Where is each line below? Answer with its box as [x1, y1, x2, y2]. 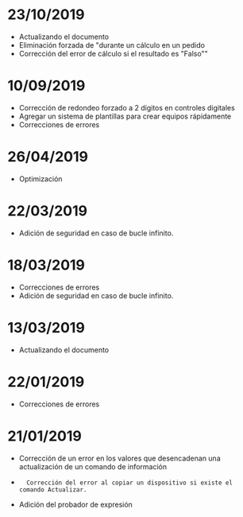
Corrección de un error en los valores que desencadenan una [18, 453, 221, 463]
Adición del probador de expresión [18, 500, 133, 509]
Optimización [18, 173, 63, 184]
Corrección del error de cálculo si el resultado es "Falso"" [18, 49, 208, 58]
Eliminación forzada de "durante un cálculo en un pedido [18, 40, 206, 49]
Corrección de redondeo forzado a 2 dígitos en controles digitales [18, 103, 235, 112]
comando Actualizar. [18, 485, 87, 494]
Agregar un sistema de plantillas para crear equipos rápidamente [18, 111, 232, 121]
